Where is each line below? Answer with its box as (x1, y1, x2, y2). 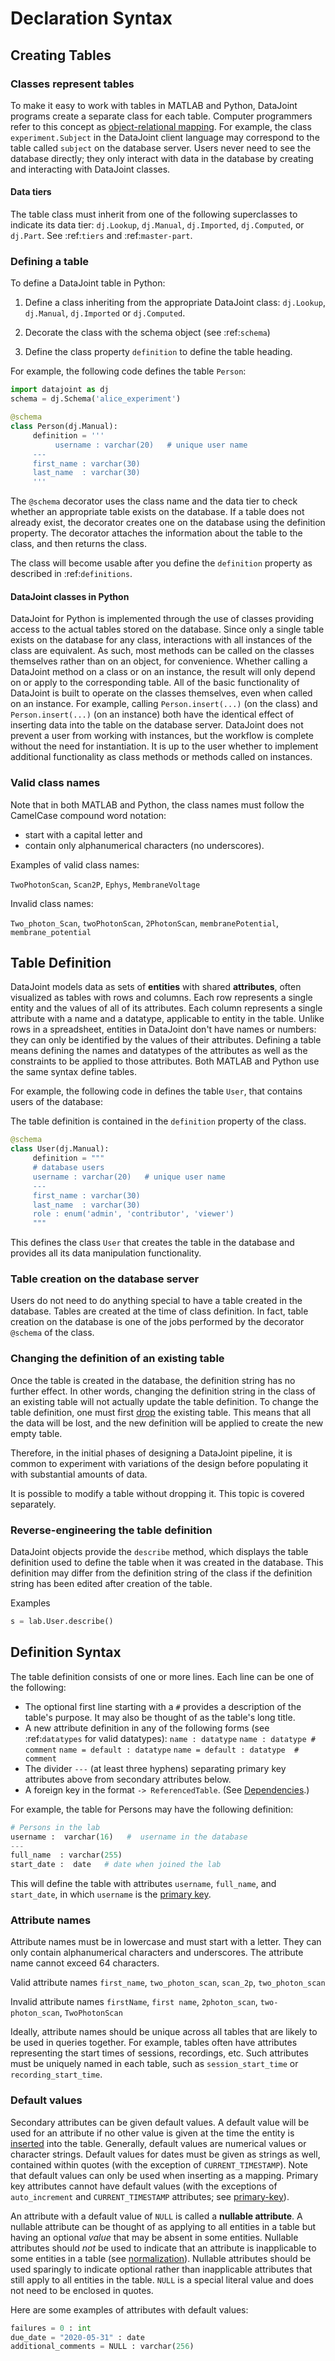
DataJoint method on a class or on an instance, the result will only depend (10, 666, 316, 678)
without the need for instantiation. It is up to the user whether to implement (10, 740, 319, 752)
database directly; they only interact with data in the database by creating (10, 152, 314, 164)
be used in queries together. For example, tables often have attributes (10, 2037, 298, 2049)
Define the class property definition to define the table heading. (24, 346, 293, 358)
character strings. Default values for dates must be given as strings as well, (10, 2148, 321, 2160)
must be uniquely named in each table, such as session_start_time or (10, 2058, 299, 2070)
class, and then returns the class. (10, 538, 148, 550)
